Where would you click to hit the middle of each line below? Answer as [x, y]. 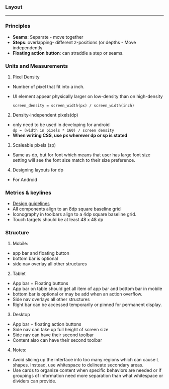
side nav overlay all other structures [50, 264]
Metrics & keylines [28, 192]
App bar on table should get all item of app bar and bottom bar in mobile [87, 289]
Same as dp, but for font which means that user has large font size [81, 155]
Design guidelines [31, 204]
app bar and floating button [41, 253]
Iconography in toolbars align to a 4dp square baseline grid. [74, 214]
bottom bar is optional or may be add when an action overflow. [77, 294]
